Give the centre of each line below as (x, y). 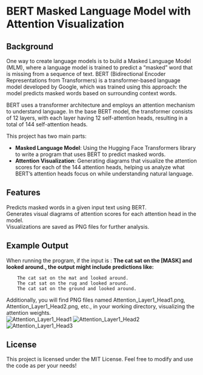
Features (23, 193)
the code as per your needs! (42, 366)
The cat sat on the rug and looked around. (73, 283)
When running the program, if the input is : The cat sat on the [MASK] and (99, 260)
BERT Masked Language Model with (98, 11)
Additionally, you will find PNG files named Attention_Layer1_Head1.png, (96, 300)
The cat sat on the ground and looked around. (77, 289)
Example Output (37, 246)
